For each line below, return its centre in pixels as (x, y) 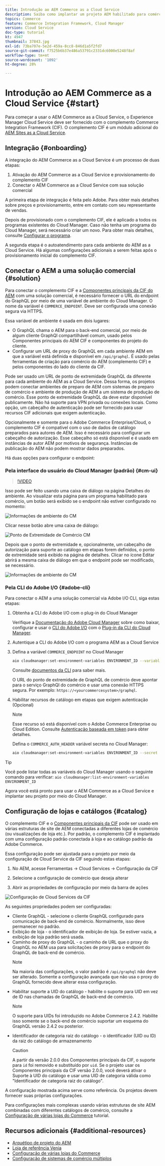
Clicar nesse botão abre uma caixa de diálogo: (52, 525)
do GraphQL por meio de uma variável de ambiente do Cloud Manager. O (79, 300)
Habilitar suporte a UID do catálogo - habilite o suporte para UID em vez (85, 991)
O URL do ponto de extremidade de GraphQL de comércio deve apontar (85, 680)
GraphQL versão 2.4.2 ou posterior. (48, 1026)
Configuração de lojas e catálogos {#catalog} (76, 811)
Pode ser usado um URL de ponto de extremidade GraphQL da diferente (78, 376)
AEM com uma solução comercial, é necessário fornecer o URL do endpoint (82, 296)
